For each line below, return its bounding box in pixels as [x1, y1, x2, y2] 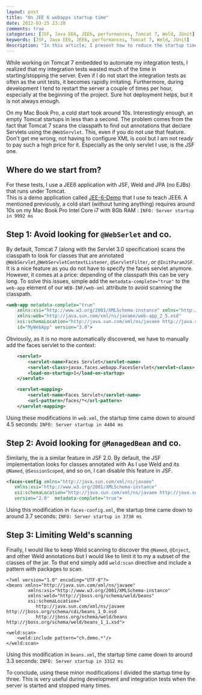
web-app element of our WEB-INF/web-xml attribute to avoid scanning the [6, 284, 182, 291]
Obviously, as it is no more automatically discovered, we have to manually [6, 335, 189, 342]
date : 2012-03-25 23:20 [6, 20, 66, 26]
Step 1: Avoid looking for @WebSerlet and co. [6, 230, 172, 240]
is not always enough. [6, 97, 61, 104]
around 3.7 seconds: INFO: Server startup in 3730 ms [6, 513, 142, 520]
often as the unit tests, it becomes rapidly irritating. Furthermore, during [6, 78, 184, 85]
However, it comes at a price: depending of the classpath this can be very [6, 271, 189, 278]
